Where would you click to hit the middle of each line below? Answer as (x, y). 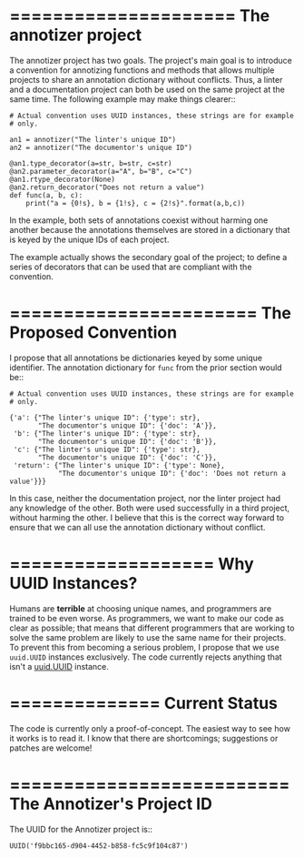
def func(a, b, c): (46, 195)
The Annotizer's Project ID (111, 804)
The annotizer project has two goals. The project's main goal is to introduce (151, 60)
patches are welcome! (51, 748)
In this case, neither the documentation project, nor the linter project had (145, 498)
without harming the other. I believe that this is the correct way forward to (147, 517)
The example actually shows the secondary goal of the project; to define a (148, 257)
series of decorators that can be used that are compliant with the (131, 267)
